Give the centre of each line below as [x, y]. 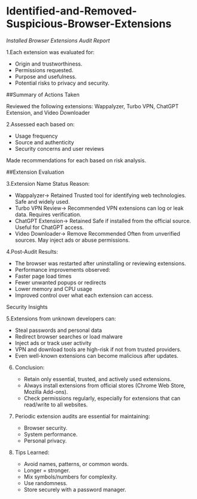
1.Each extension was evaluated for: [50, 52]
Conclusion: [30, 367]
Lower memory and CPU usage [54, 289]
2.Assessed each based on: [40, 124]
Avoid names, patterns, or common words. [76, 464]
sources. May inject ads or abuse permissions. [72, 240]
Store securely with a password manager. [75, 489]
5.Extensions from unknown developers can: [61, 318]
